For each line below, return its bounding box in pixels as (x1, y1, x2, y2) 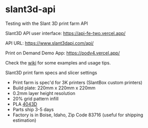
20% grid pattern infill (12, 95, 59, 102)
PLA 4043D (12, 101, 37, 107)
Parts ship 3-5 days (12, 106, 54, 112)
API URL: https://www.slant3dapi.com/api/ (5, 40, 94, 46)
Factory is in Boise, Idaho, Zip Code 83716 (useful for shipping (12, 112, 143, 118)
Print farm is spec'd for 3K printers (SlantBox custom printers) (12, 79, 142, 85)
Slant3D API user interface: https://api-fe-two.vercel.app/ (5, 30, 126, 36)
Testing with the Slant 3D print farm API (5, 20, 88, 26)
